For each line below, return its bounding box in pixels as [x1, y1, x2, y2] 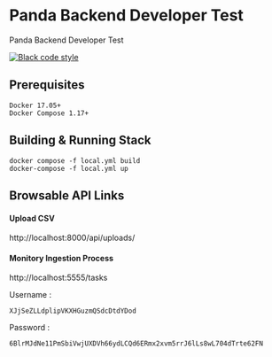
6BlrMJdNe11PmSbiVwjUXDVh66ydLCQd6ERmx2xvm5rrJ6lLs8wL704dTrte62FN [9, 339, 264, 348]
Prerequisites [9, 77, 85, 93]
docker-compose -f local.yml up [9, 164, 128, 173]
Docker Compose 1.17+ [9, 108, 89, 118]
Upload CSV [9, 213, 55, 223]
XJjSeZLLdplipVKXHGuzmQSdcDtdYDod [9, 307, 137, 315]
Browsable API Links [9, 188, 125, 203]
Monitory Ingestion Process [9, 252, 113, 263]
